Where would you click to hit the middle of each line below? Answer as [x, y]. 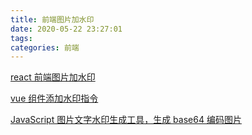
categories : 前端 [45, 47]
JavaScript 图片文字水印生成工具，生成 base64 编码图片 [126, 120]
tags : [21, 38]
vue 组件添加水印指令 [54, 98]
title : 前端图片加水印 [52, 19]
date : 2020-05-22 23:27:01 [66, 29]
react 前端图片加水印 [53, 77]
